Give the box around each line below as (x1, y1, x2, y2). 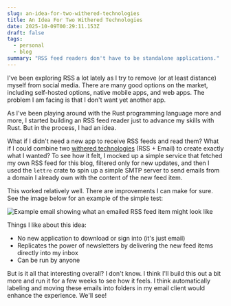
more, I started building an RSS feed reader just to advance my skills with (7, 116, 214, 124)
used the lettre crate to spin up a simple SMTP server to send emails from (7, 166, 220, 174)
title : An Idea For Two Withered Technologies (7, 17, 143, 23)
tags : (7, 36, 23, 43)
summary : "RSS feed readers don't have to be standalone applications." (7, 55, 220, 62)
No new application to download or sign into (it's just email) (16, 234, 186, 242)
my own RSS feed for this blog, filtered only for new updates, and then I (7, 159, 210, 167)
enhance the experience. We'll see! (7, 291, 107, 299)
